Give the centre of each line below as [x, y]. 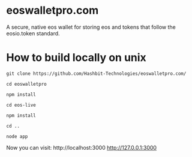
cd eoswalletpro [26, 84]
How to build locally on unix [76, 58]
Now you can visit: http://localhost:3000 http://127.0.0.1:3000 [82, 147]
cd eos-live [21, 105]
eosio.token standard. [33, 33]
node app [17, 136]
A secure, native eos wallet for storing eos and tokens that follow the [91, 27]
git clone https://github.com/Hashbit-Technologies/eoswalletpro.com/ [96, 73]
